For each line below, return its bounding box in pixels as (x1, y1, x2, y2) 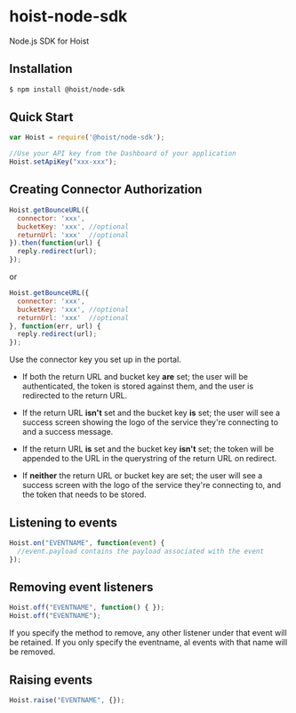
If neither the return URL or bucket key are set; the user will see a (21, 470, 263, 481)
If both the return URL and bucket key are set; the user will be (21, 372, 249, 382)
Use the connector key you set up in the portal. (9, 354, 182, 365)
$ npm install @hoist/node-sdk (9, 84, 125, 94)
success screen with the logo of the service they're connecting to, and (21, 480, 282, 491)
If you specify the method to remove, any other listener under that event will (9, 628, 287, 638)
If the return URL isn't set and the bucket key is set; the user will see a (21, 407, 281, 419)
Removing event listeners (9, 580, 154, 595)
